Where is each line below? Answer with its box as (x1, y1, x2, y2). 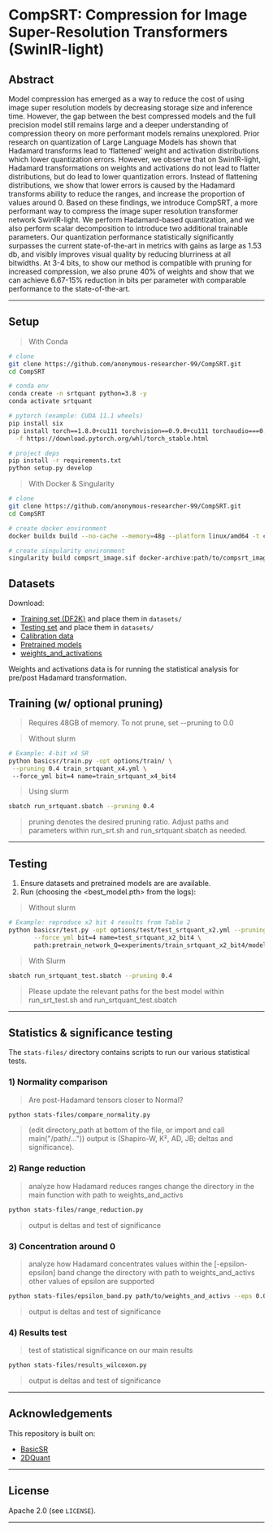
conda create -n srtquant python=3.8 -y (8, 390, 148, 398)
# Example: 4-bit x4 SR (8, 749, 89, 757)
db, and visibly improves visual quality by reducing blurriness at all (8, 249, 232, 259)
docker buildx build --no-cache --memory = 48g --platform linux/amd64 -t (8, 532, 260, 540)
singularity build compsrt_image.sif (8, 554, 136, 562)
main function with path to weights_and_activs (28, 1190, 184, 1200)
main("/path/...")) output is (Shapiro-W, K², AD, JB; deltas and (28, 1134, 233, 1144)
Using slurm (28, 786, 69, 797)
